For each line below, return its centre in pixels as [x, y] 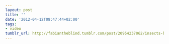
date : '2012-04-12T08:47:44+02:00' [43, 19]
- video [13, 29]
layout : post [19, 10]
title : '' [16, 15]
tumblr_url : [18, 33]
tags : [11, 24]
